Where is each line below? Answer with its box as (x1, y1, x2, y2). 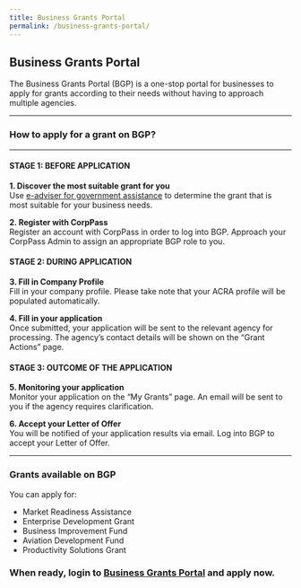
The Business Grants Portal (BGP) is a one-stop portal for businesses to (9, 78, 275, 90)
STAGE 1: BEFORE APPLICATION (9, 161, 131, 171)
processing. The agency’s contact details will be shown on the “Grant (9, 332, 265, 343)
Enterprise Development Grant (21, 515, 135, 526)
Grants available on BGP (9, 469, 116, 481)
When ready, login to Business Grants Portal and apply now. (9, 566, 276, 579)
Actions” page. (9, 342, 64, 353)
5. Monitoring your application (9, 382, 125, 393)
